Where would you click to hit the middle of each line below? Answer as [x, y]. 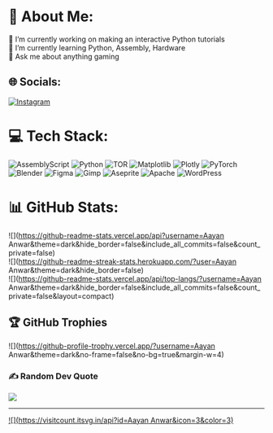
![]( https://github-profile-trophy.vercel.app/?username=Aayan [112, 346]
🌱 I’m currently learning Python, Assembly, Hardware [97, 47]
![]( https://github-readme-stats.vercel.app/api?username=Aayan [117, 235]
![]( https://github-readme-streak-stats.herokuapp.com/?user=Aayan [123, 261]
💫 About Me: [51, 17]
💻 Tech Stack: [58, 136]
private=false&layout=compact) [61, 295]
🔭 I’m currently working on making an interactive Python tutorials [117, 39]
